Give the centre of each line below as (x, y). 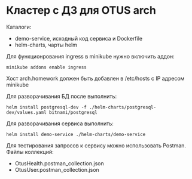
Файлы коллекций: (30, 152)
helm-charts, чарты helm (46, 45)
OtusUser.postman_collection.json (57, 169)
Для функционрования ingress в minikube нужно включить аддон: (90, 56)
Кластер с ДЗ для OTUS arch (81, 10)
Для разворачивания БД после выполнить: (62, 96)
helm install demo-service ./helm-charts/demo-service (76, 134)
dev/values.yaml (26, 112)
